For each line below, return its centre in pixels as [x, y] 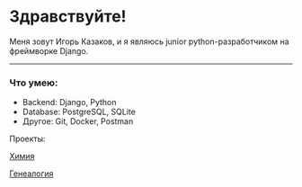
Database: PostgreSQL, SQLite [79, 112]
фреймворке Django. [49, 50]
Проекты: [28, 139]
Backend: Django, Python [69, 102]
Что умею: [34, 83]
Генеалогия [31, 174]
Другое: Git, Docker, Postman [78, 121]
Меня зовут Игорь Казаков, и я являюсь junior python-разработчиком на [149, 41]
